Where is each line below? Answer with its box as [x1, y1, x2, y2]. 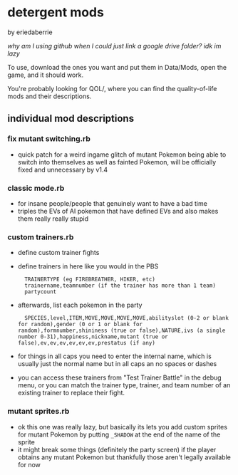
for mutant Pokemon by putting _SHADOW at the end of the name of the [17, 430, 221, 439]
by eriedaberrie [7, 28, 53, 36]
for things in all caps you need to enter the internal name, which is [17, 352, 212, 360]
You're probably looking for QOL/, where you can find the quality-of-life [7, 84, 217, 93]
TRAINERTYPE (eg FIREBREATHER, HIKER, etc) [24, 276, 155, 283]
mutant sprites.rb [7, 407, 70, 417]
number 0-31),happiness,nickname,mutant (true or [17, 333, 169, 340]
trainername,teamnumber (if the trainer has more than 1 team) [24, 282, 216, 289]
